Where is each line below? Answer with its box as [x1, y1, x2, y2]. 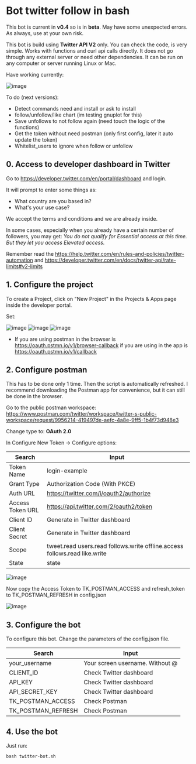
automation [6, 256, 33, 263]
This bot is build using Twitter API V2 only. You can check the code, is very [6, 41, 188, 48]
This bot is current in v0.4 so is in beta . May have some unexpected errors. [6, 23, 188, 30]
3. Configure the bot [6, 619, 81, 630]
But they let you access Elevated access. [6, 239, 105, 246]
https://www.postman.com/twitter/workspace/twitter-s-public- [6, 410, 157, 417]
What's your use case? [14, 204, 70, 211]
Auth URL [9, 489, 35, 498]
